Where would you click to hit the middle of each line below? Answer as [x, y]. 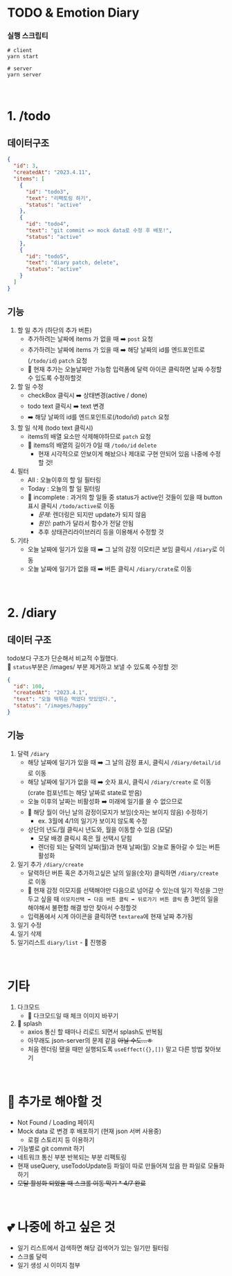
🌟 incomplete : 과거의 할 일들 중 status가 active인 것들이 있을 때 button [125, 497]
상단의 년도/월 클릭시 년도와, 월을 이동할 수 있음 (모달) [100, 829]
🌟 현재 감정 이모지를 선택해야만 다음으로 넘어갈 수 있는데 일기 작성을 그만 [125, 890]
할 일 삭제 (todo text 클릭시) [55, 428]
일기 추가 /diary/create [51, 864]
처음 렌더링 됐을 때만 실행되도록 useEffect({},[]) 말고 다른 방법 [115, 1049]
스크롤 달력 [32, 1256]
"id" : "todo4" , [47, 224]
